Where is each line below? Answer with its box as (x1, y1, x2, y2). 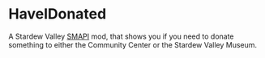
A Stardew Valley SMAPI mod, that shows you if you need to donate (8, 31, 234, 41)
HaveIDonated (8, 5, 107, 23)
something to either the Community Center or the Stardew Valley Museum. (8, 39, 258, 49)
